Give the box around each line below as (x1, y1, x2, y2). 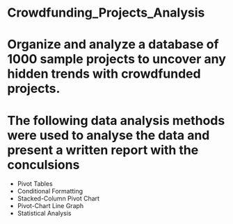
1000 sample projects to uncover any (7, 51, 226, 67)
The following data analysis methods (7, 112, 225, 128)
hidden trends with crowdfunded (7, 66, 201, 82)
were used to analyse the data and (7, 127, 210, 143)
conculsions (7, 157, 80, 173)
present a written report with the (7, 142, 199, 157)
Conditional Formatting (17, 187, 83, 196)
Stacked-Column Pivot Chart (17, 194, 99, 203)
